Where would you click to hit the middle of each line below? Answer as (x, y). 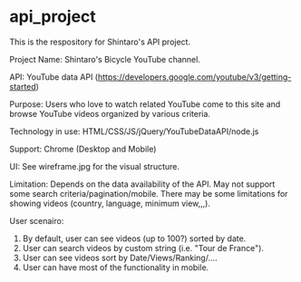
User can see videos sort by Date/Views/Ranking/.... (120, 258)
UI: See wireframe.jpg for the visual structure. (94, 166)
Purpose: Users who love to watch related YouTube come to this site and (145, 104)
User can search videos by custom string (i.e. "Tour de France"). (143, 248)
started (23, 86)
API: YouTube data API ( (53, 77)
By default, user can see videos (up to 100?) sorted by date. (134, 238)
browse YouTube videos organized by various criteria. (110, 113)
